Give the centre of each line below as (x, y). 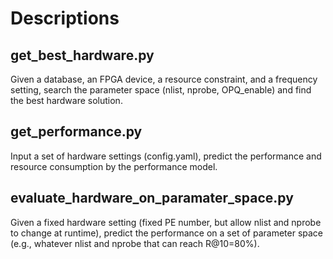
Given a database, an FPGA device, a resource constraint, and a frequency (164, 79)
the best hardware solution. (66, 100)
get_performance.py (76, 132)
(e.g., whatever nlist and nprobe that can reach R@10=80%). (135, 243)
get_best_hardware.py (82, 55)
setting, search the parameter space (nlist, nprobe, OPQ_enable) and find (161, 90)
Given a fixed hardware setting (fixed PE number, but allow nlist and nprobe (166, 222)
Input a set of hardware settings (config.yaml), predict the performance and (166, 156)
